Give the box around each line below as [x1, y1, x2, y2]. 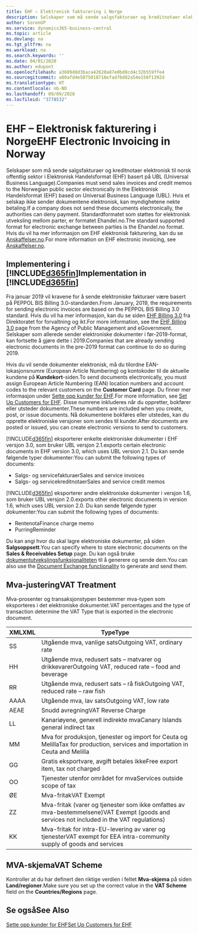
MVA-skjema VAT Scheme [6, 860, 103, 870]
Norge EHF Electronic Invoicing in [6, 134, 171, 148]
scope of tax [41, 782, 76, 790]
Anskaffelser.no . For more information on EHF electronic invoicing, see [6, 236, 176, 243]
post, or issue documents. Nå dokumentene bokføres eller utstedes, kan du [6, 411, 189, 418]
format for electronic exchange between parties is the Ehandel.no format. [6, 223, 184, 230]
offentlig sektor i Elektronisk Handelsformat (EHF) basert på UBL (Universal [6, 173, 189, 180]
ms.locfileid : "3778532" [6, 96, 67, 102]
